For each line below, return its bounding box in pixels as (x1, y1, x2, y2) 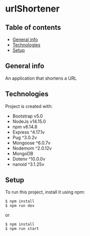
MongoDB (12, 150, 33, 156)
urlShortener (5, 3, 60, 15)
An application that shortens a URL (5, 75, 77, 81)
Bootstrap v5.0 (12, 113, 43, 119)
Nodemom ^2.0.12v (12, 145, 52, 151)
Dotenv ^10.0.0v (12, 156, 46, 162)
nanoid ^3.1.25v (12, 161, 44, 167)
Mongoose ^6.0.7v (12, 140, 51, 146)
